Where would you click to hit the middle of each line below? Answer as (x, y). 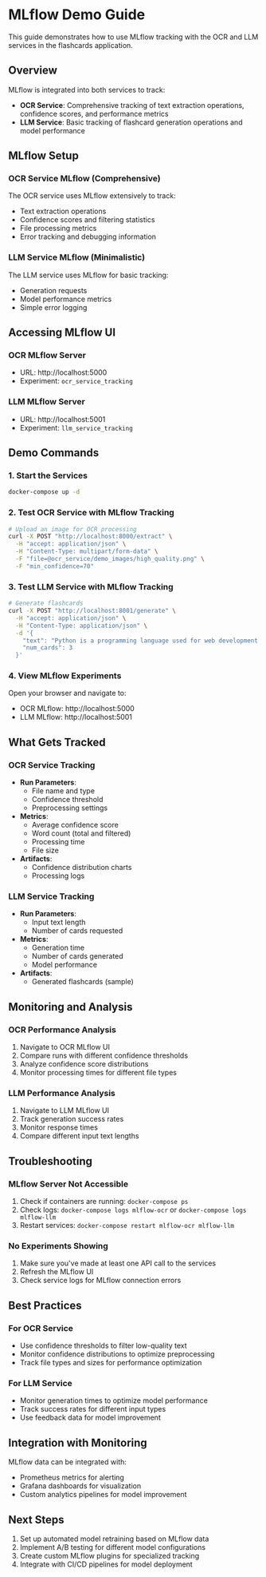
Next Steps (36, 1519)
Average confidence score (75, 825)
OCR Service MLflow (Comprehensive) (84, 179)
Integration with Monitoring (78, 1442)
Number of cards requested (77, 931)
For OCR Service (41, 1328)
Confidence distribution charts (82, 868)
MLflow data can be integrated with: (68, 1462)
